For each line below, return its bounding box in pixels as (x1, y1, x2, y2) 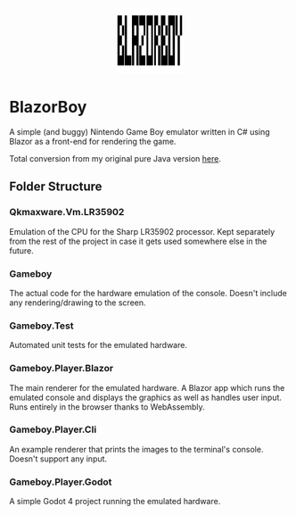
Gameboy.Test (9, 320, 74, 332)
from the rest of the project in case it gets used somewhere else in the (9, 236, 267, 246)
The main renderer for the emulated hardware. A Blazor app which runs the (9, 382, 285, 393)
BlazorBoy (9, 97, 87, 118)
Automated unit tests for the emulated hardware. (9, 340, 187, 351)
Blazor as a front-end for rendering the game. (9, 136, 177, 146)
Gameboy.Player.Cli (9, 423, 97, 436)
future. (9, 245, 34, 256)
